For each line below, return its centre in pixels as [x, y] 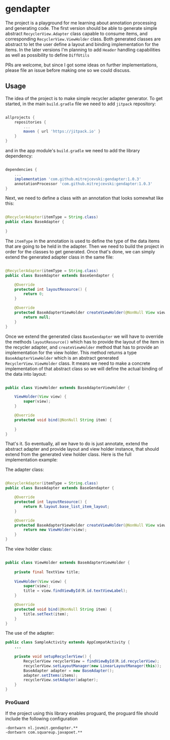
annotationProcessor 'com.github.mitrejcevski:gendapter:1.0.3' [83, 184]
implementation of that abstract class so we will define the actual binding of [84, 368]
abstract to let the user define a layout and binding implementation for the [82, 44]
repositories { [30, 122]
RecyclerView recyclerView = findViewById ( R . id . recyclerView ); [91, 661]
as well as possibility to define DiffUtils [47, 55]
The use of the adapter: [30, 633]
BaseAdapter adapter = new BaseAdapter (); [69, 671]
